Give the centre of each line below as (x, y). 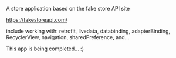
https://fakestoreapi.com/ (37, 20)
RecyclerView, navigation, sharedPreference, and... (68, 37)
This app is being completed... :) (45, 49)
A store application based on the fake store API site (68, 8)
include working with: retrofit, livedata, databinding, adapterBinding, (88, 31)
